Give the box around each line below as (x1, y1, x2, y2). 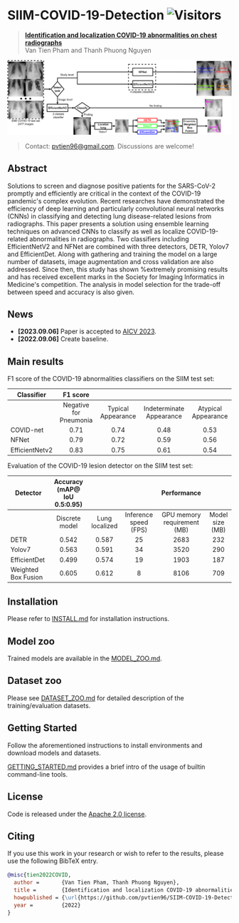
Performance (161, 489, 201, 498)
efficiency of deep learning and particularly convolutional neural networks (7, 204, 224, 213)
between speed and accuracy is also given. (7, 288, 135, 296)
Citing (7, 830, 35, 842)
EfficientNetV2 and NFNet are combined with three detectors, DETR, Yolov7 (7, 242, 229, 251)
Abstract (7, 163, 48, 175)
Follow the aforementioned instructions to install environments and (7, 741, 203, 750)
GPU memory (161, 510, 201, 519)
